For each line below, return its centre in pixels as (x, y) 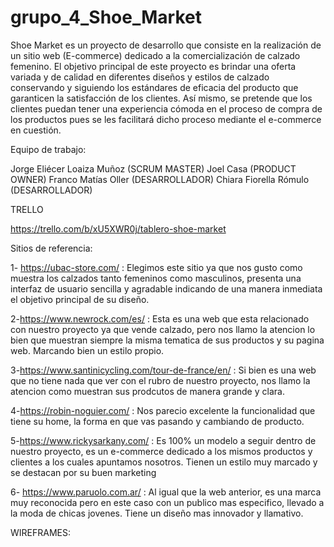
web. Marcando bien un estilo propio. (87, 350)
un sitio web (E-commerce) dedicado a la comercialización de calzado (155, 55)
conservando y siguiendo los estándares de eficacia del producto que (154, 87)
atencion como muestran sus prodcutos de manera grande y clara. (147, 391)
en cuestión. (36, 130)
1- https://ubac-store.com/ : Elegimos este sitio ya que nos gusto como (156, 267)
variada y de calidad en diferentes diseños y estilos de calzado (140, 77)
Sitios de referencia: (51, 248)
